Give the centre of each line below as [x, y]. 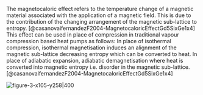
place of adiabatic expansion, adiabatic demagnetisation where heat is [95, 61]
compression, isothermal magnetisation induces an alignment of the [91, 47]
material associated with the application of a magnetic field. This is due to [99, 15]
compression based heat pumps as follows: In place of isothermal [89, 41]
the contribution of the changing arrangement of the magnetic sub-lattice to [101, 22]
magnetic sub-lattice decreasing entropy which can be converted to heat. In [102, 54]
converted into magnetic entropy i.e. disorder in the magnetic [83, 67]
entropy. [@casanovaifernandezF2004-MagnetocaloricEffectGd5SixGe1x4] [101, 28]
